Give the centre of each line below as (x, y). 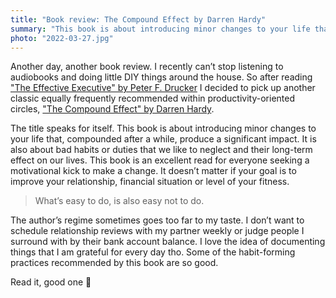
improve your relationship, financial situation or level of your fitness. (150, 182)
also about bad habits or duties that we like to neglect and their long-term (161, 150)
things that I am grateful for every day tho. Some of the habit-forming (153, 252)
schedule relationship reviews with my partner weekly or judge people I (157, 231)
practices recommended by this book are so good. (114, 263)
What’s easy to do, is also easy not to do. (119, 201)
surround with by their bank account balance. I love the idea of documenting (168, 242)
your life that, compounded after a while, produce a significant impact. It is (163, 139)
